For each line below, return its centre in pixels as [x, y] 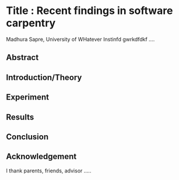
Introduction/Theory [44, 77]
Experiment [28, 97]
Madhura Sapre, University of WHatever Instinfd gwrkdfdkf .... [80, 39]
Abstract [22, 57]
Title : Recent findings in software [89, 11]
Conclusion [27, 137]
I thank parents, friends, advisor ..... [49, 171]
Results [20, 117]
